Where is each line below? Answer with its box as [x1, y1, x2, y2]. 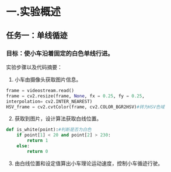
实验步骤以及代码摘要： [6, 64, 62, 71]
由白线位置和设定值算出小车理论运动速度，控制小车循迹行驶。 [14, 160, 163, 167]
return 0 [27, 148, 48, 155]
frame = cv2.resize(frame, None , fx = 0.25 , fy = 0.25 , [6, 93, 145, 99]
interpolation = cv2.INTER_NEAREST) [6, 99, 93, 104]
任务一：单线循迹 [6, 30, 68, 40]
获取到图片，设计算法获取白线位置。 [14, 115, 102, 122]
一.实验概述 [6, 5, 61, 19]
